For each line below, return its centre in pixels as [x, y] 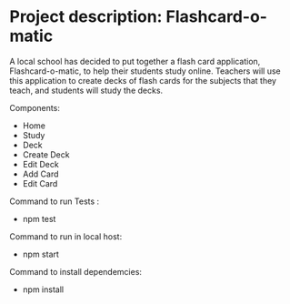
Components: [35, 107]
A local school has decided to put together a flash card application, [135, 61]
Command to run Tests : [55, 201]
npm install [43, 289]
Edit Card [40, 183]
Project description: [86, 17]
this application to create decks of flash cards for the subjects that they [143, 80]
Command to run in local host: [66, 236]
